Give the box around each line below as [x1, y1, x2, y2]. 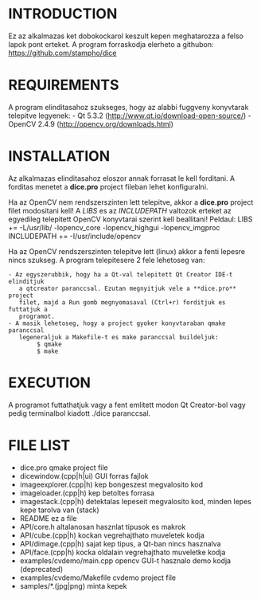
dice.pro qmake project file [19, 463, 109, 472]
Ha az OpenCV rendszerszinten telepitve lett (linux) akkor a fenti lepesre [8, 246, 246, 256]
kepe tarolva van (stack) [19, 505, 99, 515]
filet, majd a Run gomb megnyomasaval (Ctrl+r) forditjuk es [18, 298, 226, 307]
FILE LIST [8, 436, 71, 454]
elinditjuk [8, 277, 45, 285]
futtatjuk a [8, 305, 48, 313]
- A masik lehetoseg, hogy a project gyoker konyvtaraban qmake [8, 319, 226, 327]
